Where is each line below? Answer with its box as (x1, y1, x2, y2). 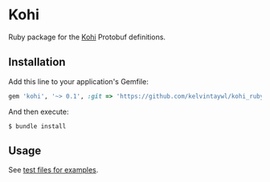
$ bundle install (8, 122, 67, 130)
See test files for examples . (8, 165, 99, 175)
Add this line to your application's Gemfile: (8, 76, 149, 86)
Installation (8, 55, 66, 69)
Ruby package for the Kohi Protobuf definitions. (8, 32, 166, 42)
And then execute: (8, 107, 69, 116)
